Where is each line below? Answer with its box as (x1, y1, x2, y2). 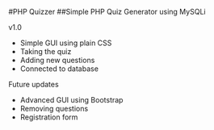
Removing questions (19, 104, 89, 113)
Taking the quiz (19, 47, 72, 56)
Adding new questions (19, 56, 95, 65)
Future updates (8, 80, 59, 89)
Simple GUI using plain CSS (19, 38, 112, 48)
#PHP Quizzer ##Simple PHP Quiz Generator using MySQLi (8, 7, 206, 16)
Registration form (19, 112, 78, 122)
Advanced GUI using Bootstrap (19, 95, 124, 104)
